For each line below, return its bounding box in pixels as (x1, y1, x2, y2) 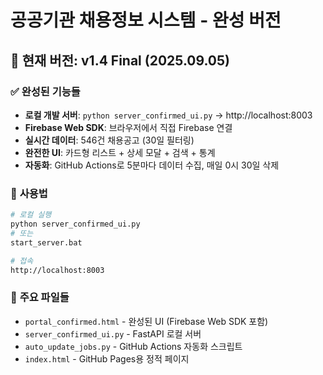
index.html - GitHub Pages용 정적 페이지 (24, 352, 190, 365)
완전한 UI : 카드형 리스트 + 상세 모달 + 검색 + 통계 (24, 146, 216, 158)
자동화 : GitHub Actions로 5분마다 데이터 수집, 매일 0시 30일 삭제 (24, 159, 280, 171)
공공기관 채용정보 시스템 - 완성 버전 (10, 9, 282, 32)
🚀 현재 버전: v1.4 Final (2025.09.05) (10, 52, 231, 69)
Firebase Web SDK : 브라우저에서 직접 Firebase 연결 (24, 121, 233, 133)
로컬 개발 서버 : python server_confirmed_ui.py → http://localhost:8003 (24, 109, 313, 121)
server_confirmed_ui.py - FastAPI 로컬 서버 (24, 327, 202, 340)
